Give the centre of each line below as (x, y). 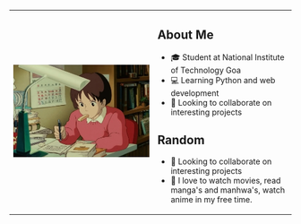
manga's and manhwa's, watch (228, 190)
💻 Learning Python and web (223, 80)
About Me (185, 35)
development (195, 93)
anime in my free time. (211, 200)
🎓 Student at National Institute (228, 57)
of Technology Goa (206, 70)
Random (181, 140)
